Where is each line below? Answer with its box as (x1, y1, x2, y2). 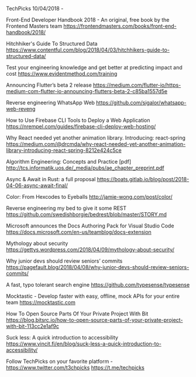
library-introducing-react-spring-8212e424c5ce (6, 147, 122, 154)
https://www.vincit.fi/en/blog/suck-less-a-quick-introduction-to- (6, 340, 162, 347)
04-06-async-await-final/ (6, 182, 68, 189)
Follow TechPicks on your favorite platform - (6, 358, 113, 365)
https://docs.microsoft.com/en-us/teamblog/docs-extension (6, 229, 152, 235)
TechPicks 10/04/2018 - (6, 5, 64, 12)
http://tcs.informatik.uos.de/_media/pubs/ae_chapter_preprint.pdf (6, 164, 165, 171)
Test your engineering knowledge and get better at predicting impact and (6, 64, 183, 71)
